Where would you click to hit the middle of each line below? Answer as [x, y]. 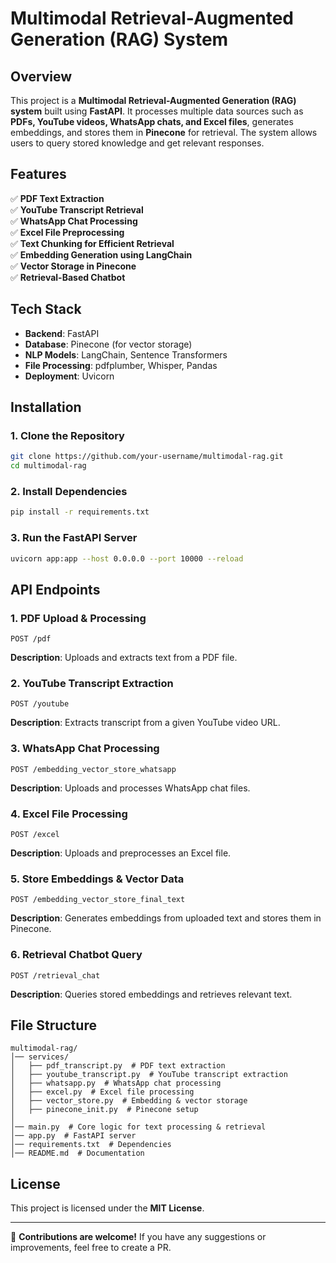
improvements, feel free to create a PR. [91, 1248]
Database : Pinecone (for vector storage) [108, 344]
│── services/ [40, 1057]
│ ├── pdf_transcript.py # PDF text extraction [118, 1066]
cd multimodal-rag [48, 466]
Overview [41, 76]
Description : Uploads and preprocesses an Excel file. [121, 853]
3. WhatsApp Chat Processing [85, 749]
